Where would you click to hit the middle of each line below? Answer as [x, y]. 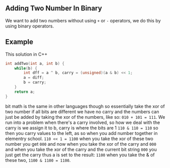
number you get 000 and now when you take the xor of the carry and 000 [81, 144]
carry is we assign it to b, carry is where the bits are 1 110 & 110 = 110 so [82, 128]
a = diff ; [34, 78]
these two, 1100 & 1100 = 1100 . [38, 160]
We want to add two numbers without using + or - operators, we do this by [83, 20]
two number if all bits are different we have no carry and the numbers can [82, 112]
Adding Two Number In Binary [54, 8]
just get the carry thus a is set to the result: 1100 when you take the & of [80, 155]
